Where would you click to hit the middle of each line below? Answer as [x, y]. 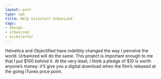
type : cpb [15, 14]
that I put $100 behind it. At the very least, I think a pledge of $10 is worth [78, 61]
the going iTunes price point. [34, 71]
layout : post [18, 10]
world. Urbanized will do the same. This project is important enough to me [79, 56]
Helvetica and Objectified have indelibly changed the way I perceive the [77, 50]
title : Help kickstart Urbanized [39, 19]
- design [14, 28]
